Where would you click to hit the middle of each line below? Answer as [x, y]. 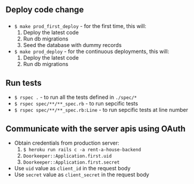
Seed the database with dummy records [72, 45]
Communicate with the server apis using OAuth [96, 128]
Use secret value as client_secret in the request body [82, 174]
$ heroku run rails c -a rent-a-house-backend [82, 149]
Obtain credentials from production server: [67, 143]
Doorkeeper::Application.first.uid [67, 156]
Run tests [24, 83]
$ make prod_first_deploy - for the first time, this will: [80, 26]
